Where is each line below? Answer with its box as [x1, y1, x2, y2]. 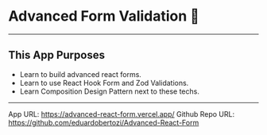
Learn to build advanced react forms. [19, 69, 141, 79]
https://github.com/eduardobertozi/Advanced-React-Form [8, 118, 199, 127]
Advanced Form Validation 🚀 [8, 7, 200, 25]
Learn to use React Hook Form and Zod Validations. [19, 78, 189, 87]
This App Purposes [8, 48, 106, 62]
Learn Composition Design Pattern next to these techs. [19, 87, 200, 96]
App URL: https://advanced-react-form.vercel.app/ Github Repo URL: [8, 109, 235, 118]
